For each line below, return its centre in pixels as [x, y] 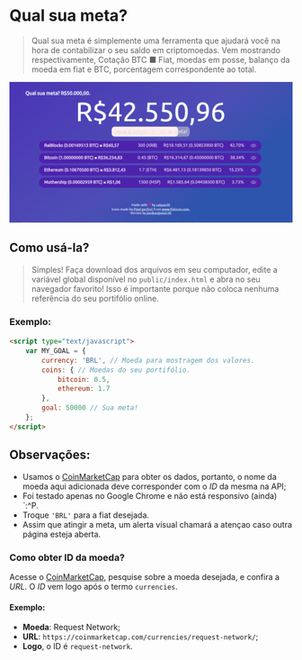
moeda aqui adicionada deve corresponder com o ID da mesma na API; [154, 486]
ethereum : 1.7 [84, 389]
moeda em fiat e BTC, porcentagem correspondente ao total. [144, 69]
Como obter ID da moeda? [67, 557]
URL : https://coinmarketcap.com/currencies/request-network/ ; [140, 637]
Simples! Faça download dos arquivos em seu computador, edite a [155, 269]
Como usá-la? [49, 248]
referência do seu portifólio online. [95, 298]
